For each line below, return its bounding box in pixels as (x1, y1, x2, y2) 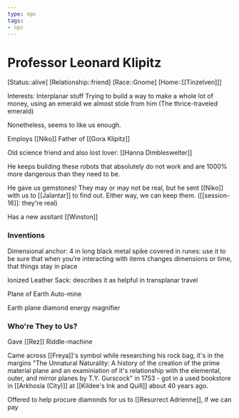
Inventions (7, 230, 45, 240)
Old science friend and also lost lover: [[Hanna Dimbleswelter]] (7, 148, 193, 157)
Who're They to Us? (7, 321, 78, 331)
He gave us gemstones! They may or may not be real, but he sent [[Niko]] (7, 183, 223, 193)
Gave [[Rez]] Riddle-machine (7, 337, 93, 346)
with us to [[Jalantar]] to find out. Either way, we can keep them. (7, 191, 196, 200)
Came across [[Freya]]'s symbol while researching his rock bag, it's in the (7, 351, 224, 360)
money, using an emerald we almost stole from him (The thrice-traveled (7, 99, 218, 108)
